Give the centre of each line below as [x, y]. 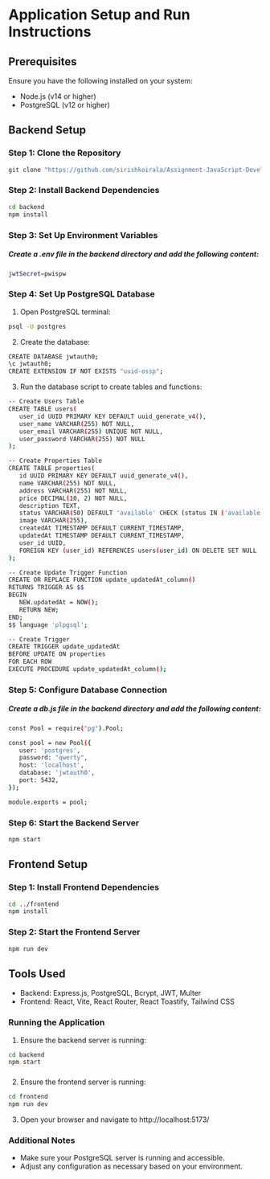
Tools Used [37, 974]
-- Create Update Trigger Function [68, 572]
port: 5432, [39, 780]
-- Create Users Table [46, 402]
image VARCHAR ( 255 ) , [53, 521]
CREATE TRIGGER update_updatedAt [64, 647]
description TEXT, [50, 506]
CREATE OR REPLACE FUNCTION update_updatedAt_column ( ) [102, 580]
